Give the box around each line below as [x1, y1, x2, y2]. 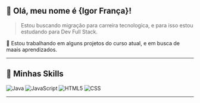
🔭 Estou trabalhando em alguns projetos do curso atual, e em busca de [6, 39, 180, 46]
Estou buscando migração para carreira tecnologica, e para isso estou [20, 21, 193, 29]
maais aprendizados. [6, 46, 58, 53]
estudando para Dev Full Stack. [20, 28, 98, 35]
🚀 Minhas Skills [6, 69, 64, 79]
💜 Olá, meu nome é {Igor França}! [6, 6, 132, 16]
